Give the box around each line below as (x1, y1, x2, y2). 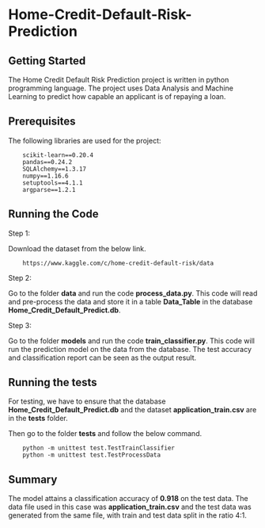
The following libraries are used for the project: (8, 136, 161, 145)
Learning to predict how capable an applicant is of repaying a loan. (8, 92, 226, 101)
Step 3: (8, 320, 32, 330)
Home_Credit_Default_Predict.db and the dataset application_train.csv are (8, 405, 257, 415)
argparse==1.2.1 (22, 186, 77, 193)
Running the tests (8, 376, 97, 389)
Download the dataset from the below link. (8, 243, 146, 253)
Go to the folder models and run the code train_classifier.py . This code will (8, 335, 256, 346)
